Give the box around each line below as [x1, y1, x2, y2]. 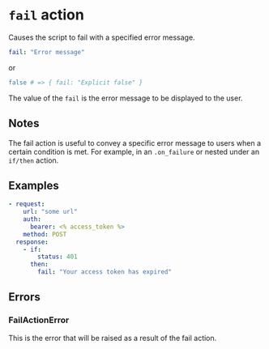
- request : [8, 200, 45, 208]
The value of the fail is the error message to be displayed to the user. [8, 93, 243, 103]
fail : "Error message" [8, 48, 85, 56]
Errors [8, 290, 41, 304]
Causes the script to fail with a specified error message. [8, 32, 196, 42]
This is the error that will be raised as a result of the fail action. [8, 333, 217, 343]
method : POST [23, 230, 67, 238]
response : [15, 237, 49, 246]
